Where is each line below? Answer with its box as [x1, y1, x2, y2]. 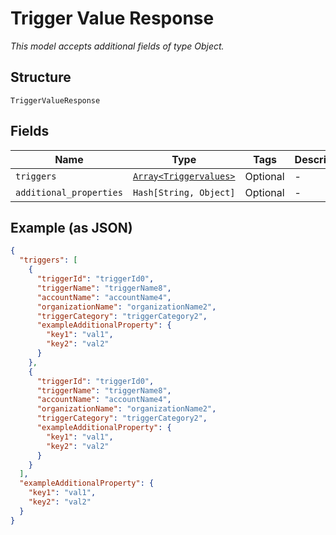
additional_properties [15, 187, 123, 198]
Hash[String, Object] [132, 187, 236, 198]
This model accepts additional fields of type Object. [10, 40, 225, 52]
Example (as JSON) [10, 219, 133, 236]
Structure [10, 69, 72, 86]
